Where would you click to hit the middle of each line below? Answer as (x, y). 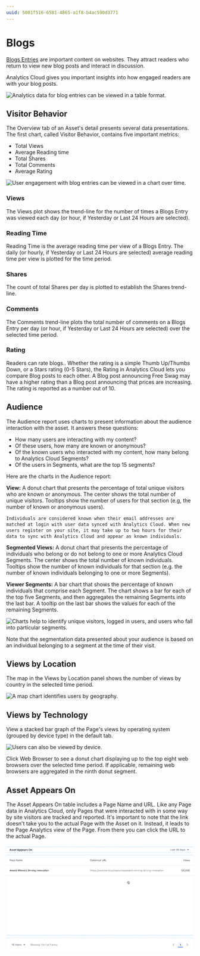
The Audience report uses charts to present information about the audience (99, 421)
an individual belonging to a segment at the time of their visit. (81, 645)
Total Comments (35, 165)
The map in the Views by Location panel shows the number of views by (94, 678)
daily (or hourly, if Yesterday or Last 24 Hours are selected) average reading (99, 252)
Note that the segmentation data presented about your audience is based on (100, 639)
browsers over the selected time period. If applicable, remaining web (90, 765)
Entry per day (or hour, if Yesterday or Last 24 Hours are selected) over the (98, 328)
